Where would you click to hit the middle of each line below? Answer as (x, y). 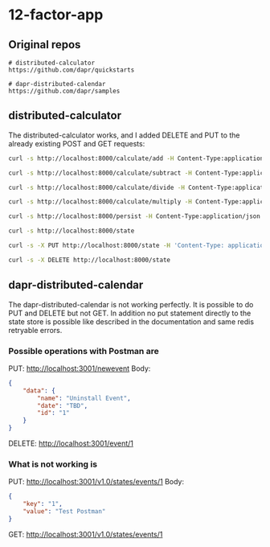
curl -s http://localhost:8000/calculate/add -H (91, 158)
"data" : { (39, 391)
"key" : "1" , (43, 504)
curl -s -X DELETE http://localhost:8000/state (90, 260)
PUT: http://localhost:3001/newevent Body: (80, 368)
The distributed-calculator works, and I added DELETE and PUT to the (124, 135)
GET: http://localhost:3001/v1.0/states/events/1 (86, 534)
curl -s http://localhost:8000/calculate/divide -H (96, 187)
